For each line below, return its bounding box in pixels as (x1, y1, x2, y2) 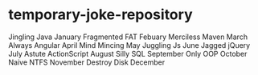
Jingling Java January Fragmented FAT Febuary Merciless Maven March (8, 32, 248, 41)
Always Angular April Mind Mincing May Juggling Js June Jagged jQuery (8, 40, 251, 49)
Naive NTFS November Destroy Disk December (8, 57, 166, 67)
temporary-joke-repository (8, 6, 193, 24)
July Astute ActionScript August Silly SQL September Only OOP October (8, 49, 248, 58)
